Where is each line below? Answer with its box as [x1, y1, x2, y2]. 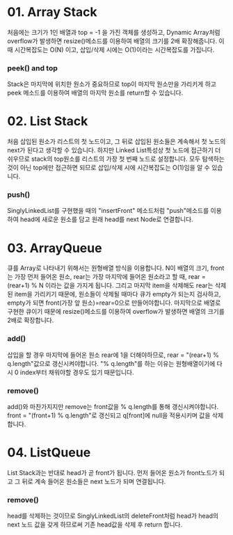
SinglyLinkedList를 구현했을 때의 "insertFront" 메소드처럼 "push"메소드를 [7, 207, 209, 215]
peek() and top [7, 63, 58, 73]
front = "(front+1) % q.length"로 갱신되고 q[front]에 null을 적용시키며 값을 [7, 411, 211, 420]
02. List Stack [7, 113, 88, 129]
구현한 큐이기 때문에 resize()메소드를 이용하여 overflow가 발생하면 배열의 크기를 [7, 308, 225, 316]
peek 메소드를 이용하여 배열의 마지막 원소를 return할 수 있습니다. [7, 88, 184, 97]
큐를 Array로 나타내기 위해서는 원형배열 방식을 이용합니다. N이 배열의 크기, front [7, 264, 225, 272]
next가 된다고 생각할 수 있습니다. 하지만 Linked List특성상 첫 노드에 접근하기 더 [7, 146, 221, 154]
